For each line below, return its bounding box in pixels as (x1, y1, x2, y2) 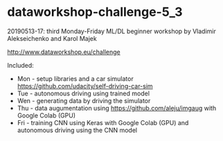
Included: (7, 61, 35, 69)
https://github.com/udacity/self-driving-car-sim (17, 82, 154, 90)
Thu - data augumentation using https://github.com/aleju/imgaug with (17, 104, 217, 112)
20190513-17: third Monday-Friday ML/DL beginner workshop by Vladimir (7, 27, 216, 35)
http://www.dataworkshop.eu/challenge (7, 48, 121, 56)
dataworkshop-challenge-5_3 (7, 4, 183, 20)
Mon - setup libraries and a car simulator (17, 74, 134, 83)
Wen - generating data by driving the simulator (17, 96, 151, 104)
